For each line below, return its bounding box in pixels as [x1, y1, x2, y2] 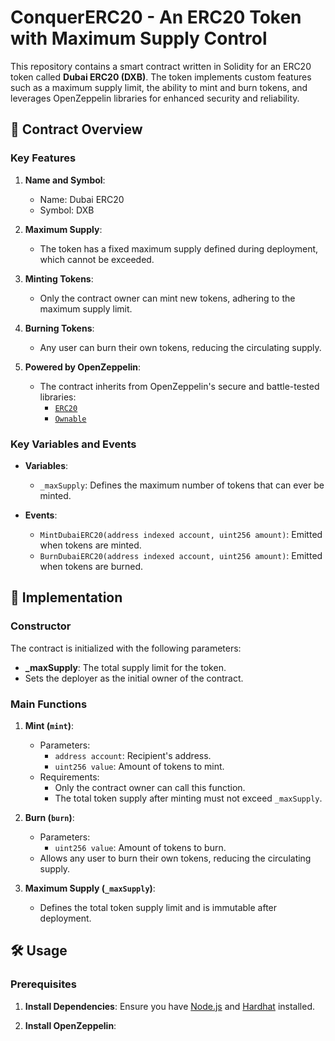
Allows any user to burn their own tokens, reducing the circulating [39, 852, 312, 864]
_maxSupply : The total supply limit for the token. [24, 661, 227, 673]
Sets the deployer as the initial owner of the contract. [24, 672, 244, 684]
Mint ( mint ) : [24, 719, 75, 731]
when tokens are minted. [39, 539, 142, 551]
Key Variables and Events [10, 437, 137, 451]
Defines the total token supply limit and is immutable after [39, 901, 278, 913]
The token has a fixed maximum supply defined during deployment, [39, 242, 319, 255]
